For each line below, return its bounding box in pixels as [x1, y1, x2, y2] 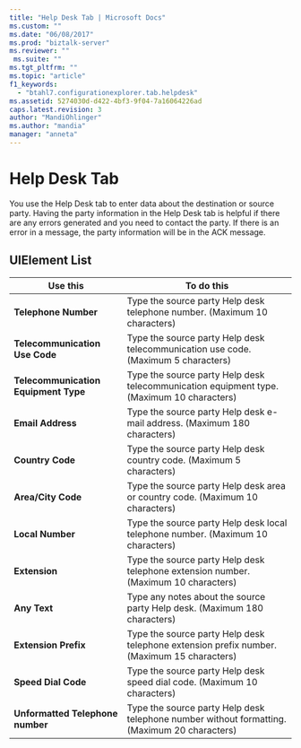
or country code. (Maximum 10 [126, 491, 258, 503]
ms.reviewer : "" [9, 47, 70, 56]
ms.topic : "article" [9, 72, 87, 81]
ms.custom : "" [9, 22, 63, 30]
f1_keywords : [9, 80, 58, 89]
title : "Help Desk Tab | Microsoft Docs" [9, 13, 167, 22]
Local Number [13, 527, 76, 540]
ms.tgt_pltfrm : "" [9, 64, 78, 73]
